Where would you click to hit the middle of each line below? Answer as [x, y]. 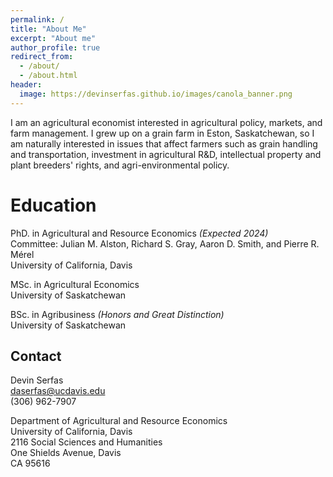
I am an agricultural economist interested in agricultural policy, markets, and [166, 122]
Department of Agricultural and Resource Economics [119, 421]
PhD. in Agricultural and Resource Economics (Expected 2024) [139, 233]
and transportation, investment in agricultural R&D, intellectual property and [166, 154]
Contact [36, 356]
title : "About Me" [48, 29]
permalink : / [37, 19]
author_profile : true [55, 47]
